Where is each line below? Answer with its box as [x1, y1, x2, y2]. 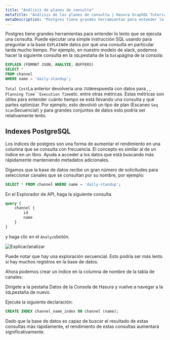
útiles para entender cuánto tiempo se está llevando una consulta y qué [5, 96, 155, 102]
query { [5, 201, 22, 206]
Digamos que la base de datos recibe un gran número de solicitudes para [5, 166, 158, 173]
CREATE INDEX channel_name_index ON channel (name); [5, 309, 119, 314]
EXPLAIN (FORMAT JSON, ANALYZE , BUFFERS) [5, 62, 94, 67]
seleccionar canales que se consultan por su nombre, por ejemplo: [5, 172, 145, 178]
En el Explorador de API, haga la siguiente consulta [5, 191, 112, 197]
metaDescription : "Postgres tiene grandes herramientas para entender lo [5, 17, 164, 22]
